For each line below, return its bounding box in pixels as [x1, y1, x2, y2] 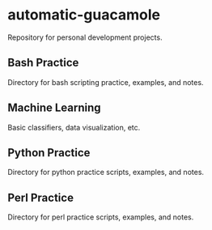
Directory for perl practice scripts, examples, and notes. [7, 212, 194, 222]
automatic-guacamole [7, 6, 161, 24]
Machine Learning [7, 101, 102, 115]
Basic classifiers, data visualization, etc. [7, 122, 141, 132]
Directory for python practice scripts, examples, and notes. [7, 168, 204, 177]
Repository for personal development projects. [7, 32, 163, 42]
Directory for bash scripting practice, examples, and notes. [7, 77, 204, 87]
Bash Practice [7, 56, 79, 70]
